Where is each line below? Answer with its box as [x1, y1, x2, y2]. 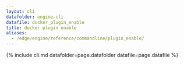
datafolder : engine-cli [6, 14, 64, 20]
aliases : [6, 30, 27, 36]
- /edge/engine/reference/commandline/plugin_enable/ [11, 35, 144, 41]
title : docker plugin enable [6, 24, 77, 31]
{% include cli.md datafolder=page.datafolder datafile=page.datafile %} [6, 52, 179, 58]
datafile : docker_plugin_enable [6, 19, 84, 25]
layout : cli [6, 8, 35, 15]
